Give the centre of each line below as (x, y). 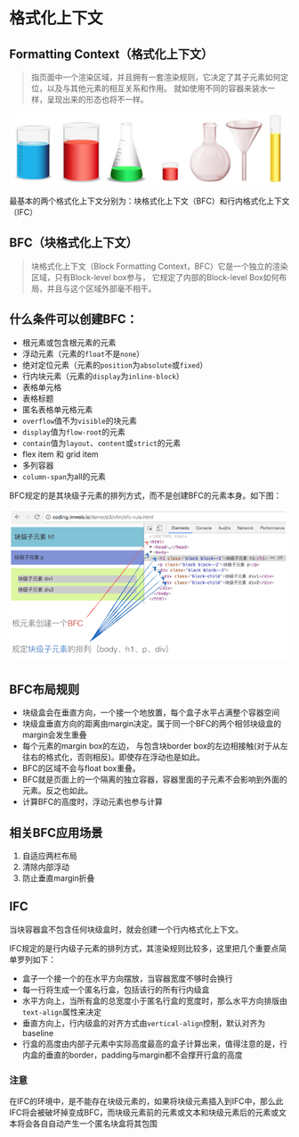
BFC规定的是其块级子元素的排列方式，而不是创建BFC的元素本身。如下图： (145, 495)
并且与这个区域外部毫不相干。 (101, 288)
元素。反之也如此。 (57, 791)
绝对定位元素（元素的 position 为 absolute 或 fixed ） (115, 365)
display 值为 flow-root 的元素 (74, 432)
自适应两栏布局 (49, 855)
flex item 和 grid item (61, 454)
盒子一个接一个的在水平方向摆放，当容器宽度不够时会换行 (127, 978)
